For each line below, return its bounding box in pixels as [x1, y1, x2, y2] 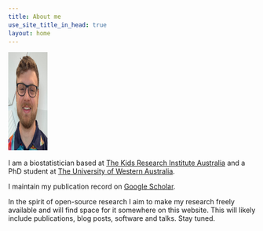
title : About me [8, 13, 61, 20]
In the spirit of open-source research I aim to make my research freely [8, 197, 236, 207]
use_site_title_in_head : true [8, 20, 108, 29]
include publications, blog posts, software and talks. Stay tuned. [8, 214, 216, 223]
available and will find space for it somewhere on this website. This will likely [8, 205, 256, 215]
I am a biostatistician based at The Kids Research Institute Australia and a [8, 158, 246, 168]
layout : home [8, 29, 51, 37]
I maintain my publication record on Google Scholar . [8, 181, 176, 192]
